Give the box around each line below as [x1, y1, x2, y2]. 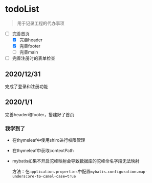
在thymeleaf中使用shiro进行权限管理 [12, 137, 86, 143]
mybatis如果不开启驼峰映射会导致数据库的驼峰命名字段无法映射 [12, 158, 140, 164]
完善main [19, 49, 38, 55]
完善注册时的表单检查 [12, 55, 55, 61]
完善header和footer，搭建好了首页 [5, 111, 74, 117]
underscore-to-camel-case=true [12, 174, 76, 179]
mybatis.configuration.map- [90, 169, 148, 175]
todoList [5, 3, 40, 15]
